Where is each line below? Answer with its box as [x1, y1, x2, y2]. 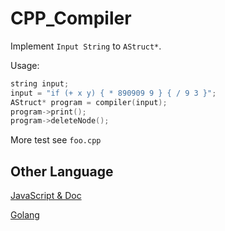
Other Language [10, 163, 114, 180]
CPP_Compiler [10, 7, 132, 30]
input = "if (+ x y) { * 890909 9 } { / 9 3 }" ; [10, 88, 217, 98]
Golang [10, 209, 40, 221]
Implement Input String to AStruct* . [10, 40, 162, 52]
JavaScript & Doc [10, 190, 82, 202]
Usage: [10, 59, 40, 71]
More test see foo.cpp [10, 134, 102, 146]
